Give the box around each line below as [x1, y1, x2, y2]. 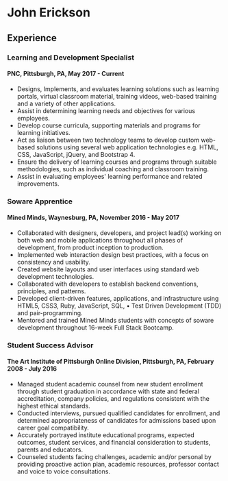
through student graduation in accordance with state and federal [16, 387, 200, 395]
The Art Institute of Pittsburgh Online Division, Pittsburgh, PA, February [7, 358, 214, 366]
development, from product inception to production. [16, 243, 164, 251]
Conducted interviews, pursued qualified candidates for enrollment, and [16, 409, 220, 417]
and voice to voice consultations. [16, 467, 111, 476]
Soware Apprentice [7, 197, 73, 206]
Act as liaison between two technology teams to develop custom [16, 136, 200, 144]
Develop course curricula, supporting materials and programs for [16, 121, 201, 129]
